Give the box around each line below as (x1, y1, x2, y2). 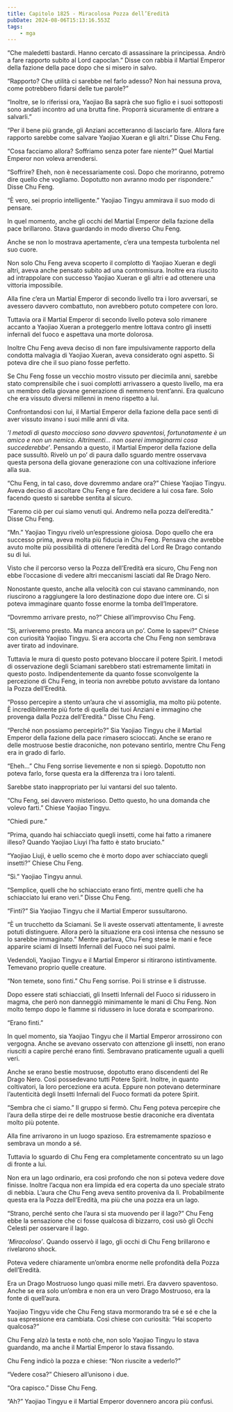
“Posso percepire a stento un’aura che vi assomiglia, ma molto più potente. (7, 698, 221, 707)
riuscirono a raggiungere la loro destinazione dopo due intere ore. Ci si (7, 593, 210, 601)
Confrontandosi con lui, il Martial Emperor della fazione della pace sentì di (7, 408, 219, 416)
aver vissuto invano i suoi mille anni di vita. (7, 415, 130, 423)
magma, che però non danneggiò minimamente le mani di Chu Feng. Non (7, 998, 217, 1006)
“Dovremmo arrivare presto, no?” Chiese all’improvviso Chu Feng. (7, 613, 196, 622)
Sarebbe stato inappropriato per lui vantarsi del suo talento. (7, 783, 177, 791)
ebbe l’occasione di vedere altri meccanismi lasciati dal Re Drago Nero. (7, 572, 211, 580)
